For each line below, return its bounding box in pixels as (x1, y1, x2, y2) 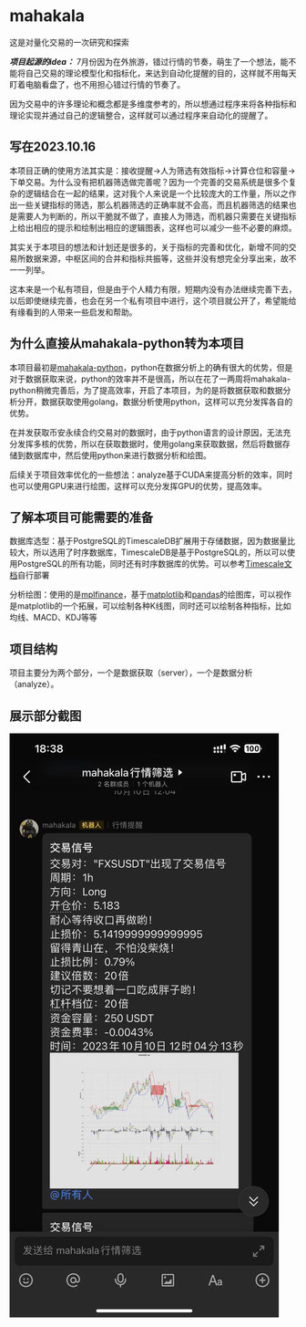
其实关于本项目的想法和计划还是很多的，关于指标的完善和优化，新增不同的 (9, 241, 289, 252)
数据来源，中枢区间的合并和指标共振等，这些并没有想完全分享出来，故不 (25, 253, 297, 264)
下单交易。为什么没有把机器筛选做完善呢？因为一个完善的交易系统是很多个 (9, 176, 289, 187)
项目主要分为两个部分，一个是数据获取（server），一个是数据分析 (9, 667, 253, 678)
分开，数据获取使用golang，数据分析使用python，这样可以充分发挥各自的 (16, 396, 293, 407)
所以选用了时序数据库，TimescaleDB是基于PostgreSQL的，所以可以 (33, 547, 288, 558)
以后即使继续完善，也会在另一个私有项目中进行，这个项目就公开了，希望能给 (9, 295, 297, 306)
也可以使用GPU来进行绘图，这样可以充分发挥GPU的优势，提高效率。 (9, 480, 267, 491)
